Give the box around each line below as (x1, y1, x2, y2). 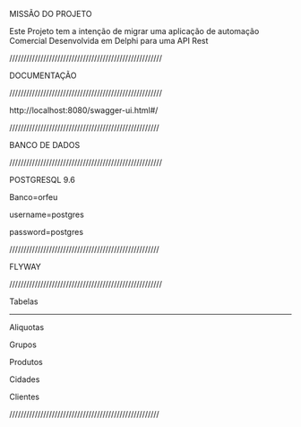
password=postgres (9, 227, 83, 237)
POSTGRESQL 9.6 (9, 175, 76, 185)
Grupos (9, 339, 38, 350)
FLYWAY (9, 261, 42, 272)
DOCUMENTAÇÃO (9, 70, 77, 81)
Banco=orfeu (9, 192, 58, 202)
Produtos (9, 357, 43, 367)
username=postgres (9, 209, 85, 220)
